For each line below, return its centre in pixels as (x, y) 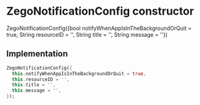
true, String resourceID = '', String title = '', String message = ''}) (87, 34)
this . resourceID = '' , (41, 79)
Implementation (37, 54)
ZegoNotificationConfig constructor (100, 11)
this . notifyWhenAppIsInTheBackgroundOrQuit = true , (79, 74)
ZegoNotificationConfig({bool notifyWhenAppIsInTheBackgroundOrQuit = (99, 28)
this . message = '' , (37, 91)
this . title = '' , (34, 85)
